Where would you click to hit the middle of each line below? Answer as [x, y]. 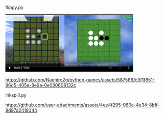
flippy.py [15, 7]
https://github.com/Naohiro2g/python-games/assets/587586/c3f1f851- [80, 80]
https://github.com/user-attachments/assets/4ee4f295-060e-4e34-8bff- [82, 105]
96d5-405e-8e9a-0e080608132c [41, 85]
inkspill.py [16, 95]
